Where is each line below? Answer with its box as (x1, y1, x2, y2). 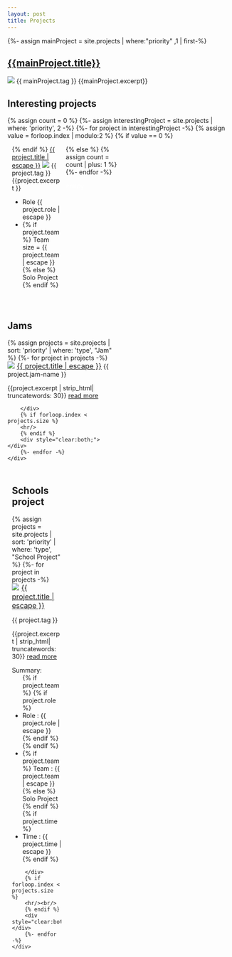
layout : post (7, 10, 46, 18)
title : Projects (7, 17, 56, 24)
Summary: (11, 665, 43, 674)
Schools (11, 485, 49, 497)
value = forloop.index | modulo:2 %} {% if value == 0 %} (7, 132, 174, 140)
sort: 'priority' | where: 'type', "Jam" (7, 346, 112, 354)
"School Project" (11, 552, 60, 561)
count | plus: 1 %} (65, 161, 117, 169)
